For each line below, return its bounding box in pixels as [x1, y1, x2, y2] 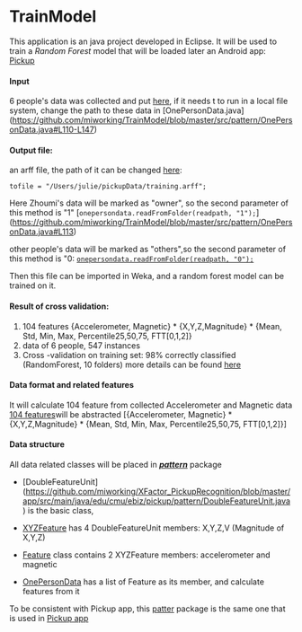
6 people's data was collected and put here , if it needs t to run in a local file [9, 96, 289, 107]
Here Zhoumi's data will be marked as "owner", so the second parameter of [9, 197, 289, 208]
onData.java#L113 [9, 226, 75, 237]
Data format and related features [9, 380, 135, 391]
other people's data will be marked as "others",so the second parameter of [9, 244, 286, 255]
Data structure [9, 439, 66, 450]
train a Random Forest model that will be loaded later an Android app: [9, 45, 267, 56]
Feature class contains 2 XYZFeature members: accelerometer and [22, 549, 271, 560]
